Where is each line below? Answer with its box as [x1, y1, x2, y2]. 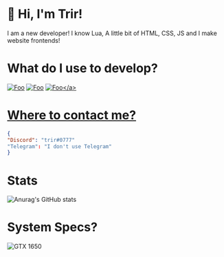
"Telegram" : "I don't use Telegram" [7, 143, 112, 150]
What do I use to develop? [7, 61, 158, 76]
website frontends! [7, 36, 60, 44]
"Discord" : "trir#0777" [7, 136, 76, 143]
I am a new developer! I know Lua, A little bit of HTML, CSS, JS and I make [7, 29, 218, 37]
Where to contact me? [7, 107, 136, 123]
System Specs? [7, 220, 98, 235]
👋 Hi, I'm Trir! [7, 6, 83, 22]
